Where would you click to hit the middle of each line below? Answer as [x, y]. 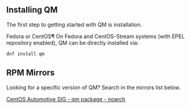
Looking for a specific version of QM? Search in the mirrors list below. [93, 87]
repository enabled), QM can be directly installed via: [73, 42]
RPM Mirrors [31, 73]
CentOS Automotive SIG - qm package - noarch [66, 99]
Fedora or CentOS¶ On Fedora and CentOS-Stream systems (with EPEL [96, 36]
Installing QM [32, 10]
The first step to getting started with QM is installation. [74, 24]
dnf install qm [25, 54]
